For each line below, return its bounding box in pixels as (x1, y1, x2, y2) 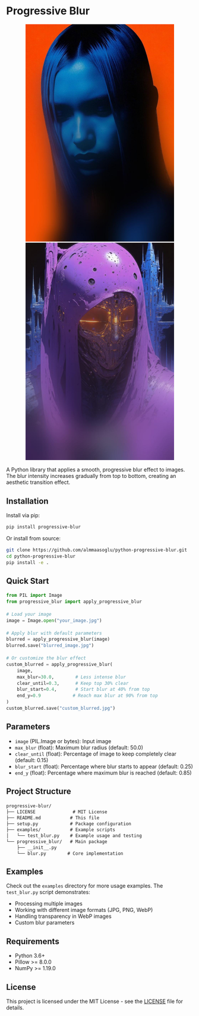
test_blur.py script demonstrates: (6, 889, 90, 896)
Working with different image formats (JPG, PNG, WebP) (14, 907, 153, 914)
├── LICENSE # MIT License (6, 809, 108, 815)
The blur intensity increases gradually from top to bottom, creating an (6, 473, 176, 480)
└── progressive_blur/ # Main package (6, 838, 108, 845)
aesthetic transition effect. (6, 479, 71, 486)
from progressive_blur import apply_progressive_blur (6, 599, 143, 605)
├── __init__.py (17, 844, 58, 851)
